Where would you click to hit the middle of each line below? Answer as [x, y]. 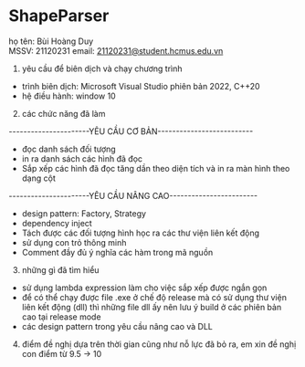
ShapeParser [59, 16]
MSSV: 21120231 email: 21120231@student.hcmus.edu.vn [116, 50]
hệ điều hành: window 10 [68, 96]
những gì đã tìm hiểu [60, 269]
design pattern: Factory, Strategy [84, 213]
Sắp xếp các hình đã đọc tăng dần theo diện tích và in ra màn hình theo [156, 168]
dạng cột [38, 178]
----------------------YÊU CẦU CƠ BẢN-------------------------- [131, 131]
